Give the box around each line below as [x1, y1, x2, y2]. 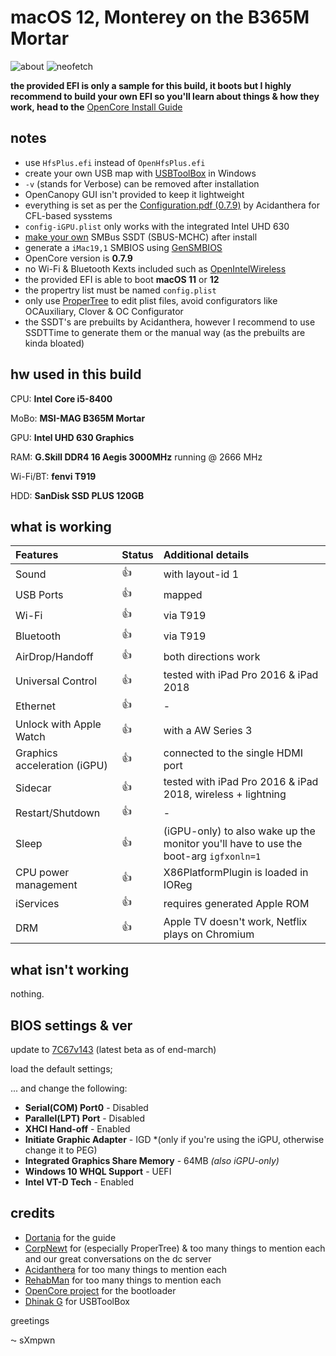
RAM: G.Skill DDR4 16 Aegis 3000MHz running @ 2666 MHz [10, 451, 263, 463]
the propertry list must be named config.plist [24, 284, 217, 296]
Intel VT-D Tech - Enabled [24, 1176, 135, 1188]
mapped [163, 587, 203, 601]
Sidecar [15, 781, 52, 795]
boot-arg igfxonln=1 [163, 849, 262, 863]
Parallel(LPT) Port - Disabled [24, 1112, 146, 1124]
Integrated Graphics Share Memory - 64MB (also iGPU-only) [24, 1155, 280, 1166]
